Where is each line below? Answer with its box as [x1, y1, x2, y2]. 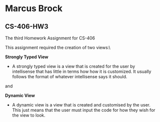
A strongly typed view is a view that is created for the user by [12, 64, 135, 69]
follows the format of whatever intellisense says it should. [12, 74, 127, 79]
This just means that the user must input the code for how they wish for [12, 107, 156, 113]
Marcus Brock [5, 3, 63, 14]
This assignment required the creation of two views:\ [5, 45, 111, 50]
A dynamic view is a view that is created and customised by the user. [12, 102, 151, 107]
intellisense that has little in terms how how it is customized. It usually [12, 69, 152, 74]
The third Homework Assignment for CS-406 [5, 35, 95, 41]
